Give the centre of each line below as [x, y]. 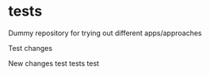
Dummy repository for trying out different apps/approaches [105, 33]
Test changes [31, 48]
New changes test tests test [54, 63]
